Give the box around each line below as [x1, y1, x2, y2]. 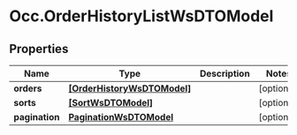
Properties [9, 41, 69, 56]
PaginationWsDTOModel [68, 111, 174, 123]
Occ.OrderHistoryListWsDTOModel [9, 6, 274, 26]
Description [199, 68, 250, 79]
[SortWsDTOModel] [68, 97, 153, 109]
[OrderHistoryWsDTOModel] [68, 82, 192, 94]
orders [13, 82, 42, 94]
